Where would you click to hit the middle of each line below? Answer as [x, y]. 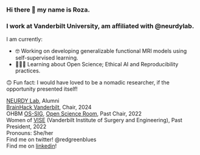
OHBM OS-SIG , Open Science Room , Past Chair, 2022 [74, 114]
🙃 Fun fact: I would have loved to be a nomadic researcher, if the [88, 83]
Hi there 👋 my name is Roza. [48, 10]
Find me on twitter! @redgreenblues [51, 140]
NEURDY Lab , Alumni [33, 101]
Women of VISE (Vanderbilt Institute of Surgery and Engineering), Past [94, 120]
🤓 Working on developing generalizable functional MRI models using [101, 51]
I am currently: [24, 40]
